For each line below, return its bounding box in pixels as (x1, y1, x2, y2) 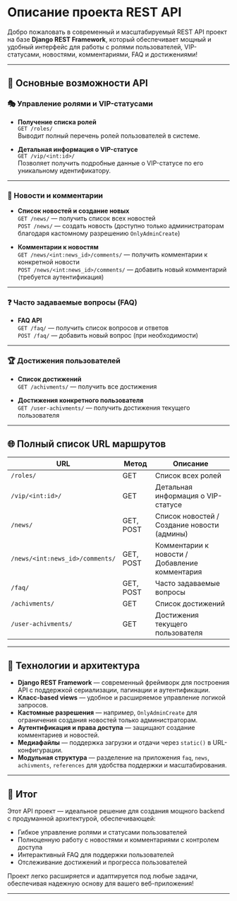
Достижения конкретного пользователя (17, 396, 144, 404)
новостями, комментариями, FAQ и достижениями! (42, 50, 198, 59)
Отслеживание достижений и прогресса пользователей (17, 858, 188, 866)
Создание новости (154, 520, 219, 530)
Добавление (154, 558, 199, 568)
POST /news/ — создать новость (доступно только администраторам (17, 221, 224, 230)
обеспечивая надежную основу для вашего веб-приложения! (7, 879, 194, 888)
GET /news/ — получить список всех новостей (17, 213, 156, 223)
